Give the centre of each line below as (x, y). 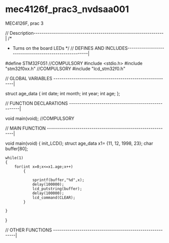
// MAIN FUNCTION (26, 128)
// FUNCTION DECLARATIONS (37, 103)
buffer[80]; (17, 148)
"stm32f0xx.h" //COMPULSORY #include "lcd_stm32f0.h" (65, 69)
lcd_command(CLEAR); (54, 198)
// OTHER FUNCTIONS (29, 230)
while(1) (14, 158)
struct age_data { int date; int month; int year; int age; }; (63, 93)
